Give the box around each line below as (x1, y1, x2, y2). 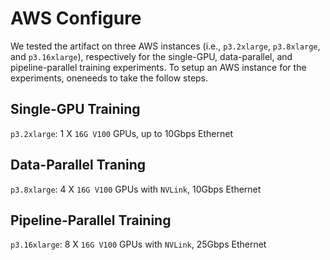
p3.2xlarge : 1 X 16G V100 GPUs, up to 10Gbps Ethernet (10, 127, 234, 139)
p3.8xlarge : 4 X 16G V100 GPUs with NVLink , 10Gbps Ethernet (10, 183, 262, 195)
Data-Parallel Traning (10, 157, 147, 174)
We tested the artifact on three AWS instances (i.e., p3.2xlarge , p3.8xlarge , (10, 40, 321, 52)
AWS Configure (10, 7, 142, 30)
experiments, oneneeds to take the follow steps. (10, 72, 209, 84)
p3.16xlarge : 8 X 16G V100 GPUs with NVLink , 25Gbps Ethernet (10, 238, 267, 251)
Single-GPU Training (10, 101, 141, 118)
